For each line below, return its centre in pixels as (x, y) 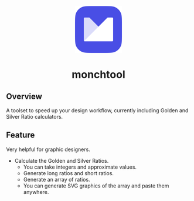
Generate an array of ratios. (57, 179)
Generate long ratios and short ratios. (69, 173)
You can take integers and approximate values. (80, 167)
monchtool (98, 75)
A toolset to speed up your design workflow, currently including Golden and (97, 110)
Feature (21, 135)
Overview (24, 96)
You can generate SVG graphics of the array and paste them (96, 186)
